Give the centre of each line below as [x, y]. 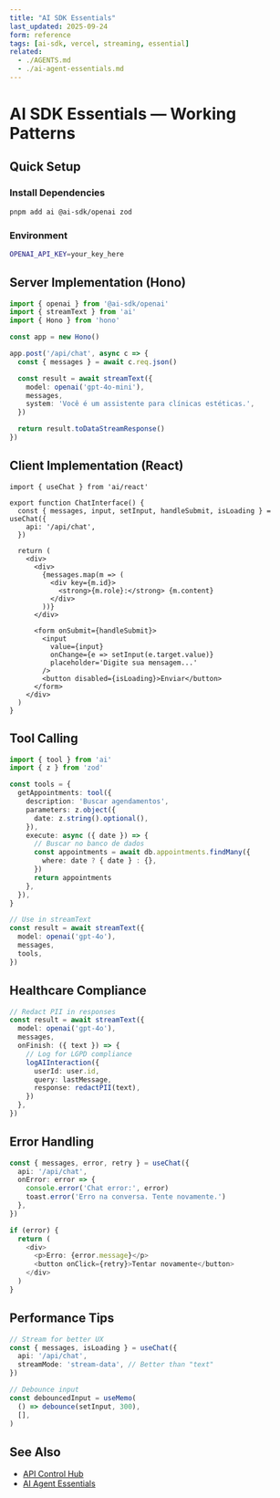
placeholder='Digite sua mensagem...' [124, 663]
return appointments [73, 877]
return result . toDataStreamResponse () [92, 429]
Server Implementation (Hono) [98, 283]
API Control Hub [53, 1474]
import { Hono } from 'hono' [65, 320]
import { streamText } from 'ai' [73, 312]
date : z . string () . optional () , [91, 818]
